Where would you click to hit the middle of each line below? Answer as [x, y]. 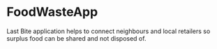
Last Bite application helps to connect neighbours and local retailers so [108, 31]
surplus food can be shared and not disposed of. [76, 38]
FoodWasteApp [52, 12]
